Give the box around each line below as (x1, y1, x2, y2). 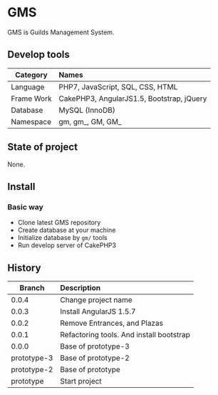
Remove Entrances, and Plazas (60, 319, 164, 329)
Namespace (11, 116, 52, 126)
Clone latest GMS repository (17, 219, 101, 227)
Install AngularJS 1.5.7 (60, 306, 136, 316)
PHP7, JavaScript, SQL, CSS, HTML (58, 81, 178, 91)
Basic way (7, 201, 44, 211)
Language (11, 81, 45, 91)
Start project (60, 376, 102, 386)
